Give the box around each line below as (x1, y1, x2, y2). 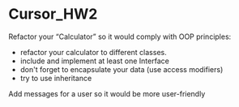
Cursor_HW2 (8, 5, 98, 24)
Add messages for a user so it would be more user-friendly (8, 88, 206, 98)
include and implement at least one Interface (19, 56, 170, 66)
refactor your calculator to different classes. (19, 47, 168, 57)
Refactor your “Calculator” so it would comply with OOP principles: (8, 32, 232, 41)
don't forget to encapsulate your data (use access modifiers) (19, 64, 224, 74)
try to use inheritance (19, 73, 92, 83)
